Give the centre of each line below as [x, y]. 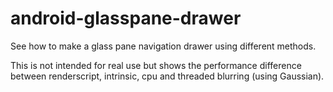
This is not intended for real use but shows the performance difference [156, 65]
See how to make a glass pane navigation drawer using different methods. [163, 46]
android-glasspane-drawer [126, 18]
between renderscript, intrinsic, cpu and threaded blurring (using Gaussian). [167, 76]
